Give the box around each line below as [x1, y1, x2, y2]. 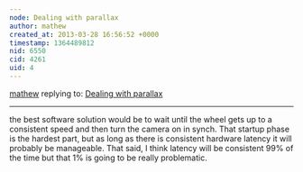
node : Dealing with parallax [9, 13, 119, 23]
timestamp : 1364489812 [9, 38, 95, 48]
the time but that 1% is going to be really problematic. [9, 152, 207, 163]
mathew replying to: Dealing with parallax [9, 87, 163, 99]
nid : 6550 [9, 47, 47, 56]
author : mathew [9, 22, 67, 31]
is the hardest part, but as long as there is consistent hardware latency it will [9, 132, 292, 144]
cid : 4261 [9, 55, 47, 64]
